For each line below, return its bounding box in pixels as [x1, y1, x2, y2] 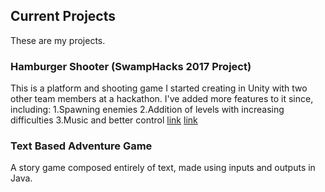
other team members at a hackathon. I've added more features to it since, [10, 93, 314, 105]
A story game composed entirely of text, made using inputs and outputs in [10, 162, 316, 174]
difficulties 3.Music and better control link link [10, 114, 198, 126]
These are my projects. [10, 34, 106, 46]
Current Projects [10, 8, 116, 25]
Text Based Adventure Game [10, 139, 153, 153]
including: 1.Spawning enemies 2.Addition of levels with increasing [10, 104, 285, 116]
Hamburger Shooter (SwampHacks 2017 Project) [10, 59, 252, 73]
